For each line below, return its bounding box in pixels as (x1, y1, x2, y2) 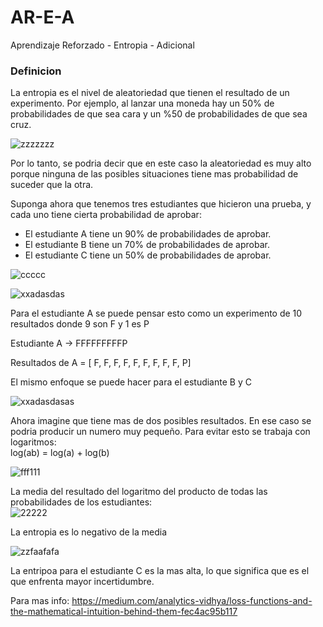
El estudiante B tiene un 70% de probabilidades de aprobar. (24, 239, 270, 251)
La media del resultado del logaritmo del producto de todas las (10, 486, 268, 498)
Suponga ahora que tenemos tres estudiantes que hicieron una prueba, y (10, 198, 312, 210)
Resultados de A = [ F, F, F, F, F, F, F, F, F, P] (10, 357, 192, 369)
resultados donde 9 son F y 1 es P (10, 318, 150, 330)
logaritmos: (10, 436, 57, 448)
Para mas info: (10, 595, 70, 607)
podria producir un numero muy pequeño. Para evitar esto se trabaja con (10, 426, 311, 438)
